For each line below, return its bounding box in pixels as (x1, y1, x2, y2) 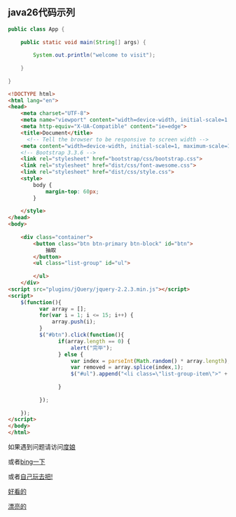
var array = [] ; (39, 305, 87, 312)
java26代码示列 (8, 6, 76, 19)
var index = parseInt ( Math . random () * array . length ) (70, 357, 228, 364)
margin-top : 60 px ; (45, 188, 99, 195)
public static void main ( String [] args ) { (20, 39, 146, 46)
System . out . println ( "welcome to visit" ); (33, 52, 156, 59)
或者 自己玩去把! (8, 472, 53, 481)
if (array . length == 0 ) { (57, 338, 131, 345)
